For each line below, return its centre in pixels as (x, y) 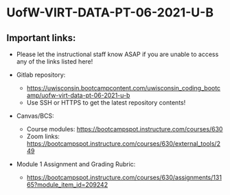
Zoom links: (43, 136)
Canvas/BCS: (35, 116)
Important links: (41, 38)
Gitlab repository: (41, 75)
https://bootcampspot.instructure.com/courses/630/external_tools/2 (124, 144)
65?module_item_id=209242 (67, 185)
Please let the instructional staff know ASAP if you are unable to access (117, 54)
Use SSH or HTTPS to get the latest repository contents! (106, 103)
